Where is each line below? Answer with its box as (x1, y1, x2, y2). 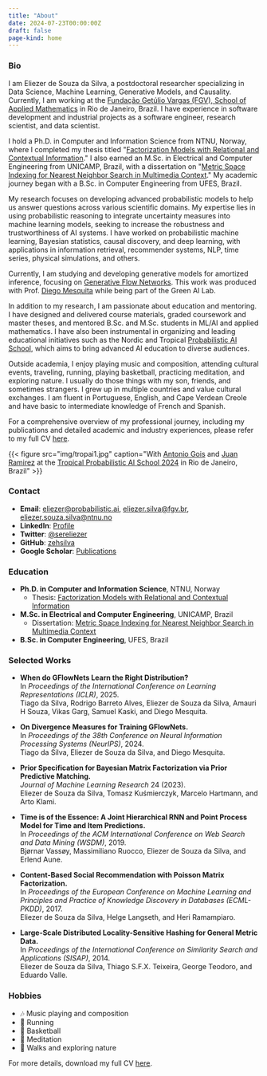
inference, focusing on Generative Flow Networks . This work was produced (8, 277, 257, 287)
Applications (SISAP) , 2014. (19, 953, 111, 963)
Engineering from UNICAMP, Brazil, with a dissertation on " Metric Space (8, 161, 245, 171)
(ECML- (226, 896, 251, 905)
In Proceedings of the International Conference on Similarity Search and (19, 945, 257, 955)
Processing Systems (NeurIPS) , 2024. (19, 739, 145, 749)
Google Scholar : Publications (19, 546, 117, 556)
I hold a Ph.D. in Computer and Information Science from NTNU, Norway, (8, 136, 247, 146)
